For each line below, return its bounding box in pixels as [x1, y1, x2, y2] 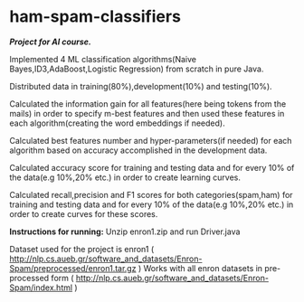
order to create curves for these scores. [9, 208, 158, 219]
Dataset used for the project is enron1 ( [9, 243, 155, 254]
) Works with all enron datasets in [138, 262, 263, 273]
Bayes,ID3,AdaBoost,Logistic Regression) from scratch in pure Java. [9, 63, 264, 74]
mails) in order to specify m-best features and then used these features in [9, 108, 285, 118]
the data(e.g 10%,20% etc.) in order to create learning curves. [9, 172, 242, 183]
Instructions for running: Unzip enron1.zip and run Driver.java [9, 226, 241, 237]
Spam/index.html [9, 282, 73, 293]
